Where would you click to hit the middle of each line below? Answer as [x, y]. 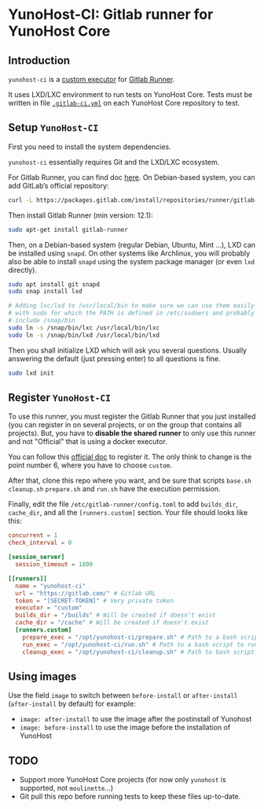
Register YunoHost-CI [60, 397]
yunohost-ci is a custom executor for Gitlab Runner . [92, 79]
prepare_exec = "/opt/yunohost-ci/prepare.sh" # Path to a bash [130, 637]
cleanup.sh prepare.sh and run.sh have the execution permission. [115, 489]
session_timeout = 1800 [54, 565]
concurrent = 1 [33, 535]
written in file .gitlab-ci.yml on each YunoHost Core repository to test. [124, 103]
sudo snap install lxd [45, 292]
